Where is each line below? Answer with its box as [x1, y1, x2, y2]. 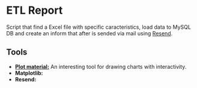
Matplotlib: [14, 69, 43, 77]
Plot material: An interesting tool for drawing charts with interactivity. [14, 63, 187, 70]
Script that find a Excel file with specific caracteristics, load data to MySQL [6, 23, 191, 31]
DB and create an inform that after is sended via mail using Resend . [6, 29, 173, 37]
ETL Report [6, 4, 63, 17]
